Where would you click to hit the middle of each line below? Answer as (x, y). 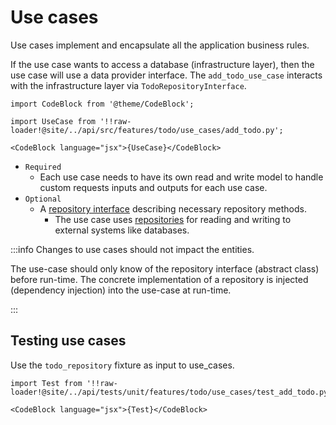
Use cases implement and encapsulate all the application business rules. (160, 45)
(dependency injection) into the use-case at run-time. (121, 290)
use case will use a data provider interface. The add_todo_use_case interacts (166, 75)
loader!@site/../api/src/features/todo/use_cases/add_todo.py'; (147, 130)
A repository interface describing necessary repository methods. (173, 208)
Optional (43, 199)
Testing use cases (68, 341)
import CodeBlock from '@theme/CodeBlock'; (102, 104)
